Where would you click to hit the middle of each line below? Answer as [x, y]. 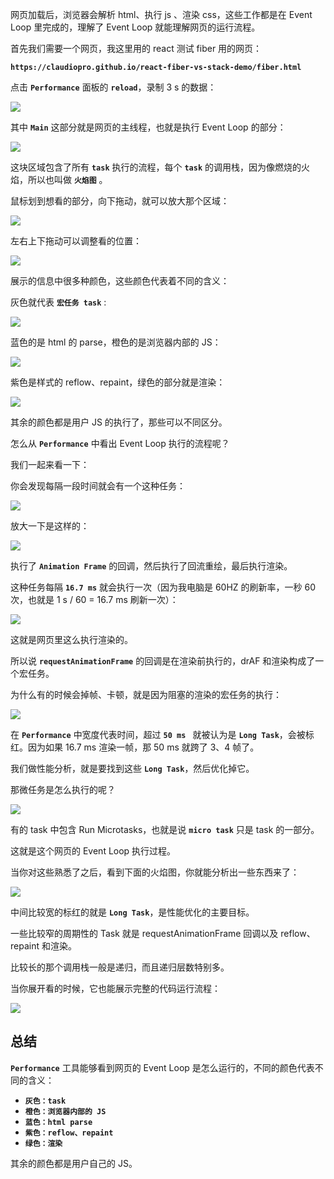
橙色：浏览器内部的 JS [65, 1111]
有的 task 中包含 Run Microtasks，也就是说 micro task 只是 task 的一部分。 [165, 829]
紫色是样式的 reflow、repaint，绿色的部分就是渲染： [118, 382]
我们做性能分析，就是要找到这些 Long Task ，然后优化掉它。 [132, 768]
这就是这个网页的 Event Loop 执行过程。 [93, 851]
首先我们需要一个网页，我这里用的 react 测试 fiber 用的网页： [136, 48]
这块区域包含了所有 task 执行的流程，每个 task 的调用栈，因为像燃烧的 [156, 167]
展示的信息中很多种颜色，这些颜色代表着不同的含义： [120, 281]
